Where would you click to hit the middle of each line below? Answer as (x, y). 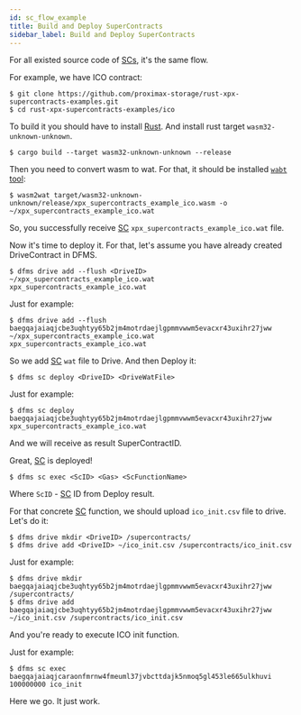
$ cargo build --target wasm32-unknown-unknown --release (120, 153)
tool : (18, 179)
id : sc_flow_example (48, 18)
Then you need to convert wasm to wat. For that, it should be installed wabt (148, 170)
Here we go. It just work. (55, 701)
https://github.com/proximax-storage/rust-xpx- (149, 94)
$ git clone (32, 94)
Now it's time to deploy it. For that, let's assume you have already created (146, 245)
